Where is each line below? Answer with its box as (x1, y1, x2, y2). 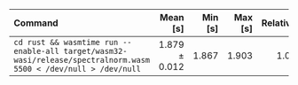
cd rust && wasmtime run (13, 37, 119, 47)
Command (13, 17, 59, 29)
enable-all (13, 46, 59, 56)
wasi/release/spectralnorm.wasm (13, 55, 151, 65)
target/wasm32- (63, 46, 128, 56)
